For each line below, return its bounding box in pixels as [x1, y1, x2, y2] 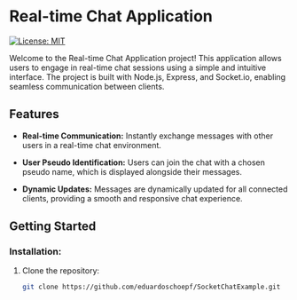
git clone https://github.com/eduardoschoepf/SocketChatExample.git [21, 282, 281, 292]
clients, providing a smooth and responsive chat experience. [21, 193, 243, 203]
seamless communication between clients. [9, 81, 165, 91]
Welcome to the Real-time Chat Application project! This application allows [9, 52, 282, 63]
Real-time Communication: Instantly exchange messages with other [21, 130, 273, 141]
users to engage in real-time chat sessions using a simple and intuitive [9, 62, 267, 73]
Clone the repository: [21, 265, 100, 276]
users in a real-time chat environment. [21, 139, 162, 150]
